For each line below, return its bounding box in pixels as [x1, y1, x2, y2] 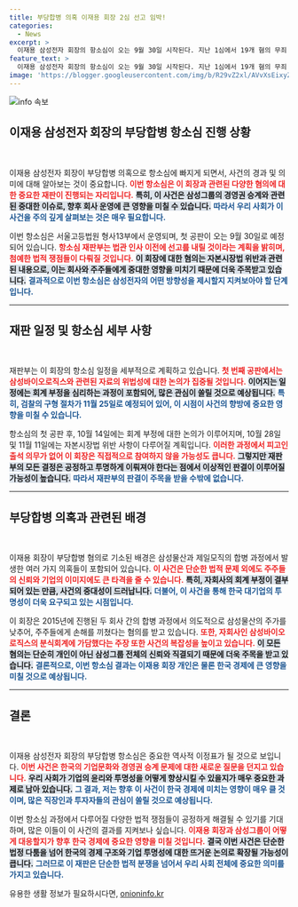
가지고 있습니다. [9, 870, 65, 879]
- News [17, 29, 42, 38]
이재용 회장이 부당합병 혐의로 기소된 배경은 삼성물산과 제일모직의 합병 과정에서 [9, 553, 279, 563]
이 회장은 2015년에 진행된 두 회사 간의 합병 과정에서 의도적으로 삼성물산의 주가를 [9, 616, 286, 626]
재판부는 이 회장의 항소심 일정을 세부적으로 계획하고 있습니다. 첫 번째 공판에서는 [9, 365, 283, 376]
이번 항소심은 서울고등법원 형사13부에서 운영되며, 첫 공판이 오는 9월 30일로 [9, 230, 269, 241]
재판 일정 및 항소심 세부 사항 [9, 322, 153, 338]
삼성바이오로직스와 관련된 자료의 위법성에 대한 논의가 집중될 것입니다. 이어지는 [9, 377, 278, 387]
